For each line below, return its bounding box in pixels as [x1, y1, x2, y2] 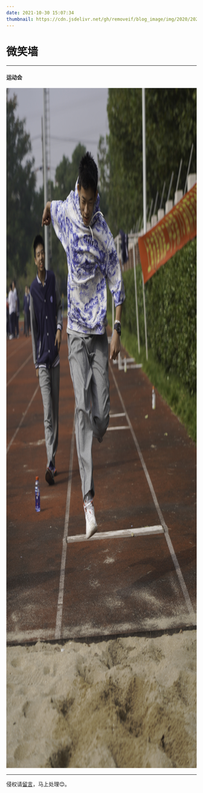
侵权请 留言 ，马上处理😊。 [6, 780, 71, 788]
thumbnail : [6, 16, 34, 22]
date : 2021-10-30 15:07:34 [6, 10, 74, 16]
